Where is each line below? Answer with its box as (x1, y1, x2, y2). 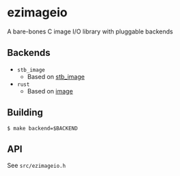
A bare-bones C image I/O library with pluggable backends (7, 27, 173, 35)
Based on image (27, 87, 73, 95)
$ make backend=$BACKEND (7, 125, 78, 132)
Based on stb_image (27, 72, 85, 80)
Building (7, 107, 43, 119)
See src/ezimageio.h (7, 162, 66, 170)
